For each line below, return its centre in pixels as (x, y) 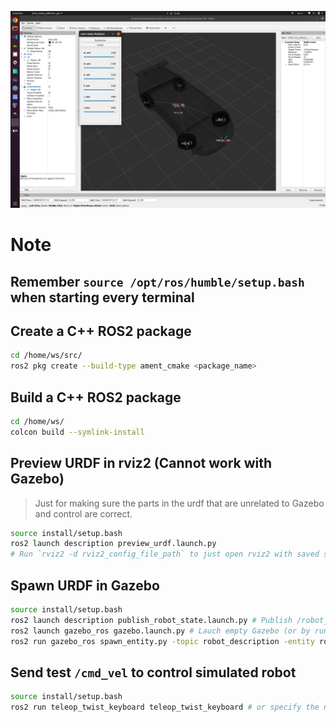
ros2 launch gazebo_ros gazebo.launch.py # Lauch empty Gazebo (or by (160, 631)
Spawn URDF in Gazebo (85, 585)
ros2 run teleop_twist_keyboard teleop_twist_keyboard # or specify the (165, 707)
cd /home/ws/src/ (46, 356)
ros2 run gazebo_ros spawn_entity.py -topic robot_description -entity (162, 641)
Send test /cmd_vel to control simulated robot (153, 672)
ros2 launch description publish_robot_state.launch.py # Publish (151, 620)
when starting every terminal (102, 297)
